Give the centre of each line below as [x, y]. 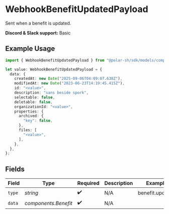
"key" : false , [38, 121]
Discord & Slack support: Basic [38, 33]
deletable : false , [33, 102]
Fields [15, 169]
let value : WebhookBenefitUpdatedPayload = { [54, 69]
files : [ [28, 130]
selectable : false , [35, 97]
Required [88, 183]
